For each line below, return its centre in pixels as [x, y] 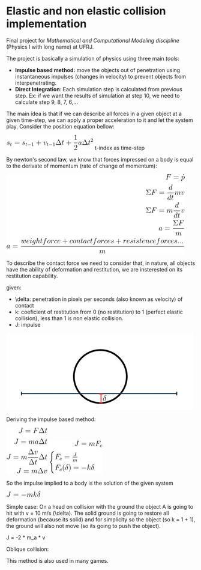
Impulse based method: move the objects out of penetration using [97, 70]
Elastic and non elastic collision [86, 11]
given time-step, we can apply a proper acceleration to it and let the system [100, 120]
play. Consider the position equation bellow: [61, 126]
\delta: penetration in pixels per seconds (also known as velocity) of [99, 299]
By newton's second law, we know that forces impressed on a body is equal [100, 159]
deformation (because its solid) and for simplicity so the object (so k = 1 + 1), [101, 519]
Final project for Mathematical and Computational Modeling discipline [93, 40]
